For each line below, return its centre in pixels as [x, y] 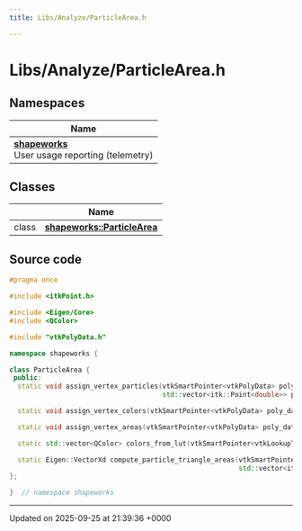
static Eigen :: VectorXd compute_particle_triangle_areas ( [129, 460]
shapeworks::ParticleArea [101, 228]
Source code [46, 259]
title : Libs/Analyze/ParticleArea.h [78, 18]
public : [27, 378]
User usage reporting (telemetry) [84, 155]
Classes [32, 187]
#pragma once [34, 280]
